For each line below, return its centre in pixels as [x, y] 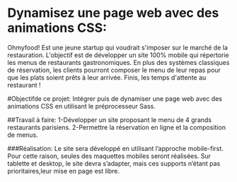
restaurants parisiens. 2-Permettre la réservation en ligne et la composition [117, 127]
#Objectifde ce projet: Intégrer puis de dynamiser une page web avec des [115, 98]
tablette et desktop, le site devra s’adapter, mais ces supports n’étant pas [114, 163]
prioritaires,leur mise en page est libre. [64, 171]
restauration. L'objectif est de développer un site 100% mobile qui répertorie [118, 55]
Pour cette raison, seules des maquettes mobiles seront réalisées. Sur [109, 156]
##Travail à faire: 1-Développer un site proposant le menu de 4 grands [110, 120]
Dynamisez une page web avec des [113, 13]
